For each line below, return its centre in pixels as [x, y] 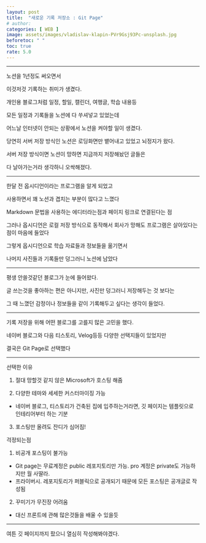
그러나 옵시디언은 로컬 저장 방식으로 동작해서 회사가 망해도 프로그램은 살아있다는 [102, 225]
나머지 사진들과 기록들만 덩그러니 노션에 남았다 [62, 259]
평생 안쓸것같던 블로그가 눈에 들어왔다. [52, 277]
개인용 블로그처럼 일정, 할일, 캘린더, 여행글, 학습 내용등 [71, 102]
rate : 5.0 [19, 52]
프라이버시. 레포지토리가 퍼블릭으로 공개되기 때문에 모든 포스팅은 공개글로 [103, 481]
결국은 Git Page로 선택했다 [38, 348]
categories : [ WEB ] [33, 29]
